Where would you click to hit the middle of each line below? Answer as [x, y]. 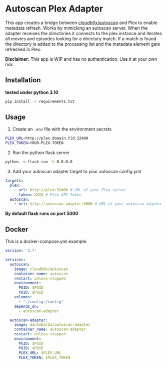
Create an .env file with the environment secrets [62, 129]
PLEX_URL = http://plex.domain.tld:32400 [47, 139]
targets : [14, 181]
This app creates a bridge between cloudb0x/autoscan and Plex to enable [81, 23]
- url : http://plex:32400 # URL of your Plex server [70, 190]
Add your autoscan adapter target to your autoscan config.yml [77, 172]
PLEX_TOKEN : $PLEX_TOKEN [44, 357]
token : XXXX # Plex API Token [50, 195]
